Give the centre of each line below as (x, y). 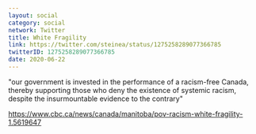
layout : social (33, 15)
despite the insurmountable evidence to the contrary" (96, 99)
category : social (37, 23)
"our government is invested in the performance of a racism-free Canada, (129, 82)
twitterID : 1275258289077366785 (61, 52)
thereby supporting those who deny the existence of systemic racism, (122, 90)
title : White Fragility (48, 37)
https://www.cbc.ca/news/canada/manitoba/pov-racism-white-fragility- (126, 114)
